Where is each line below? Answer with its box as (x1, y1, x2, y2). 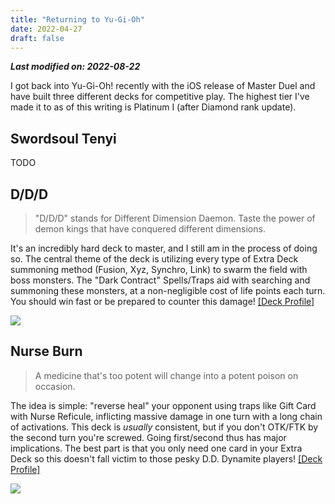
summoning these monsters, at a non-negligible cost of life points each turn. (10, 285, 326, 296)
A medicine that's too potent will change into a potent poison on (34, 369, 299, 381)
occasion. (34, 380, 76, 392)
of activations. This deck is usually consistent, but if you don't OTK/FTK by (10, 421, 319, 433)
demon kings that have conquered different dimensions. (34, 223, 266, 235)
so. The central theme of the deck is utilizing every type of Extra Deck (10, 253, 299, 265)
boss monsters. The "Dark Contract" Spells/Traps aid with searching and (10, 274, 311, 286)
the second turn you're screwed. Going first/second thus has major (10, 431, 287, 443)
